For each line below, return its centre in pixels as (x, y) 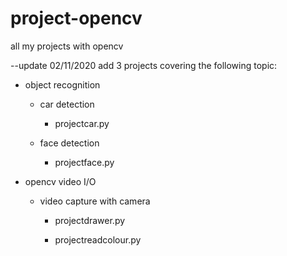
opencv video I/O (60, 181)
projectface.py (84, 162)
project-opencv (76, 18)
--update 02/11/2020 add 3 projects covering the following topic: (144, 65)
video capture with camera (95, 201)
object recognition (62, 84)
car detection (67, 104)
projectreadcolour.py (98, 239)
